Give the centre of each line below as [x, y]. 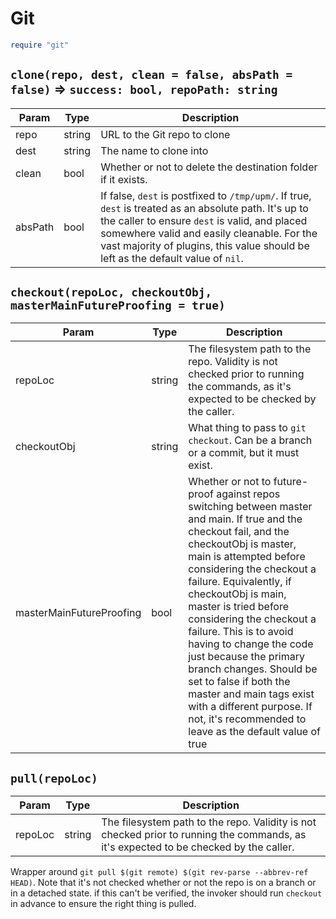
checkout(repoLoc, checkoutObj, [111, 292]
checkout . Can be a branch [250, 440]
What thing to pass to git [247, 428]
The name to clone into [154, 150]
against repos [248, 494]
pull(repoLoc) [54, 778]
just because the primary [246, 657]
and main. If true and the [245, 519]
